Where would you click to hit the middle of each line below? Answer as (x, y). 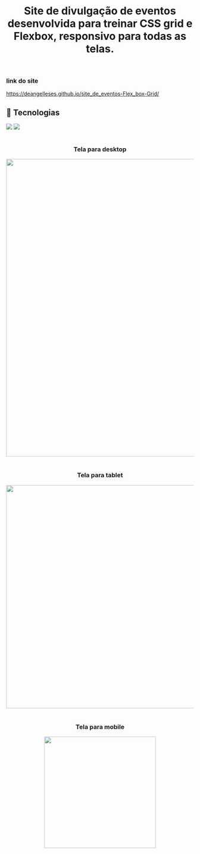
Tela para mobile (100, 727)
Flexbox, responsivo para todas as (100, 36)
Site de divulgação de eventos (100, 11)
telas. (100, 49)
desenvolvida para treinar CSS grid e (100, 24)
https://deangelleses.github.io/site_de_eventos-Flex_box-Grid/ (83, 94)
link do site (22, 80)
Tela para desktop (100, 149)
